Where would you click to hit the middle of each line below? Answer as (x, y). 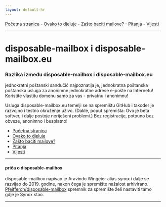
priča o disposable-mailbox (34, 168)
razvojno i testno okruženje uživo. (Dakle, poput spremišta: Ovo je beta (77, 111)
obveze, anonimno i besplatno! (36, 121)
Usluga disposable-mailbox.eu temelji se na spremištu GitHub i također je (80, 105)
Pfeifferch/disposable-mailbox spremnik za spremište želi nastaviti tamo (79, 189)
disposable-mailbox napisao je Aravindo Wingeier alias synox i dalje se (77, 179)
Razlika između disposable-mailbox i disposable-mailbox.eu (79, 74)
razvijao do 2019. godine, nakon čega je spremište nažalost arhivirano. (77, 184)
